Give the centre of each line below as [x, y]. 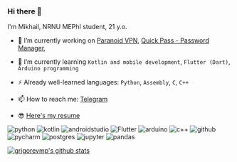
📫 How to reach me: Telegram [63, 99]
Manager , [32, 48]
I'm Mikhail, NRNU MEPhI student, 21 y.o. [67, 27]
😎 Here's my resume [49, 116]
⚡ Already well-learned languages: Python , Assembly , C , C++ [103, 82]
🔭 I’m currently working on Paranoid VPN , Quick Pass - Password [114, 40]
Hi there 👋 [25, 11]
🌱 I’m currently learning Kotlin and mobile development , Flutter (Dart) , [124, 62]
